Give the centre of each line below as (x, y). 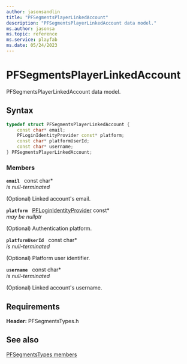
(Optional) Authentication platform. (49, 228)
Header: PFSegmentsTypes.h (43, 321)
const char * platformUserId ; (53, 141)
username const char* (34, 270)
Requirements (33, 307)
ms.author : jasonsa (31, 29)
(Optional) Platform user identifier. (48, 258)
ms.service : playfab (32, 40)
